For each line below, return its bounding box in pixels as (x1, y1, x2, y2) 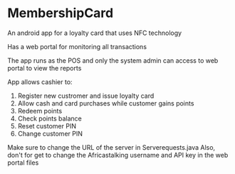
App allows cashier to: (7, 77, 73, 86)
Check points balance (17, 114, 82, 123)
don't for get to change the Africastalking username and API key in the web (7, 150, 229, 159)
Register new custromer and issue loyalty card (17, 91, 155, 100)
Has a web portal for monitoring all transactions (7, 42, 147, 51)
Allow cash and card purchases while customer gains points (17, 98, 194, 108)
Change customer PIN (17, 129, 83, 138)
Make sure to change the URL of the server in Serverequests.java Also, (7, 143, 216, 151)
